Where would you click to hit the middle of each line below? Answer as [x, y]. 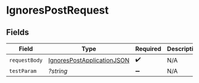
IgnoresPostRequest [57, 10]
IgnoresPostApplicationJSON [89, 60]
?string [58, 71]
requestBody [26, 60]
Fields [18, 32]
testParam [23, 71]
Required [148, 49]
